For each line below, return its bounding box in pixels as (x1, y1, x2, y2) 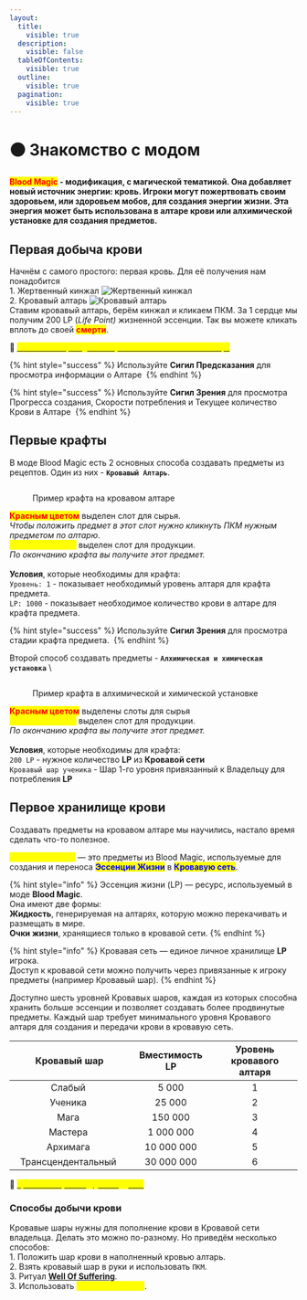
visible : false (26, 48, 84, 57)
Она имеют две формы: (9, 898, 102, 909)
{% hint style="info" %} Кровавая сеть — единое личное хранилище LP (9, 945, 288, 956)
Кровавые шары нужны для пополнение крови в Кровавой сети (9, 1221, 260, 1233)
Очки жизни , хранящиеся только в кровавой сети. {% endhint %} (9, 927, 266, 938)
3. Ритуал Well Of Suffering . (9, 1271, 118, 1282)
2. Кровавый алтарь (9, 294, 88, 306)
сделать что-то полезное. (9, 833, 111, 845)
